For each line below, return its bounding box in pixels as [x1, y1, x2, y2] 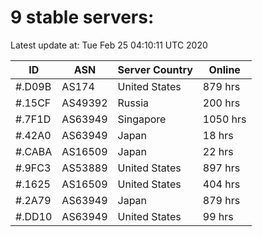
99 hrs [202, 209, 234, 223]
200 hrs [202, 96, 241, 110]
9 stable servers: [10, 6, 155, 29]
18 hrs [202, 128, 234, 142]
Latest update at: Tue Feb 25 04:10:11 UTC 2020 [10, 39, 208, 51]
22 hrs [202, 144, 234, 158]
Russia [117, 96, 150, 110]
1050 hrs [202, 112, 247, 126]
